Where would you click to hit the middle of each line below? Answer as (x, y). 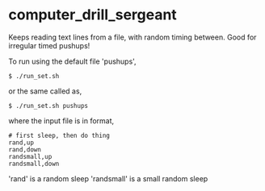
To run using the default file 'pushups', (72, 61)
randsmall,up (30, 156)
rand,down (25, 149)
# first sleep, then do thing (59, 135)
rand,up (21, 143)
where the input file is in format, (61, 120)
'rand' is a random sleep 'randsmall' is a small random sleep (108, 178)
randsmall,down (34, 164)
